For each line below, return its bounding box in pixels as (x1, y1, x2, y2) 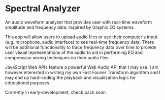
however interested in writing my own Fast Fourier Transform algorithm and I (5, 69, 161, 75)
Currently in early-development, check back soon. (5, 89, 107, 95)
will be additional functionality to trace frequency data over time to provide (5, 44, 157, 50)
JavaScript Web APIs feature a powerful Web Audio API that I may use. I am (5, 64, 159, 70)
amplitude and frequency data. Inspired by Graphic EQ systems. (5, 24, 135, 30)
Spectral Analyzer (5, 3, 80, 14)
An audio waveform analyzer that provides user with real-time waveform (5, 19, 152, 25)
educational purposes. (5, 79, 51, 86)
